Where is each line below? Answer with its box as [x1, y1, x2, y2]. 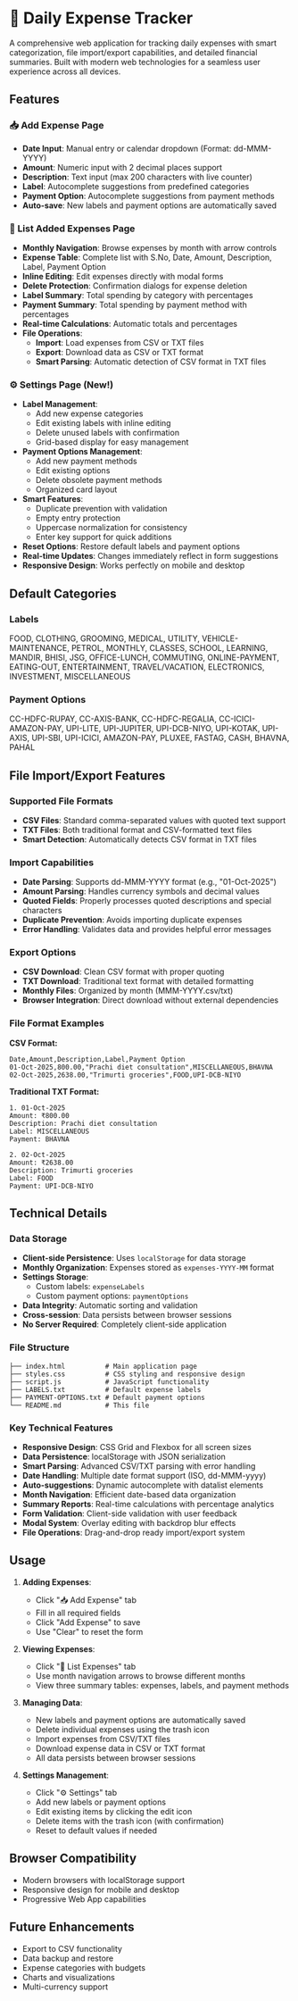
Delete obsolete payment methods [35, 475, 162, 486]
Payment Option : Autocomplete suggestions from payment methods [21, 190, 275, 201]
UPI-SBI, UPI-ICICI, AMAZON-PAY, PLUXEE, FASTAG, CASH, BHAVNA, [30, 732, 290, 744]
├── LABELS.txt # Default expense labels [9, 1385, 202, 1394]
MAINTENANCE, [9, 642, 70, 653]
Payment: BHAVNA [9, 1134, 70, 1144]
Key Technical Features [9, 1422, 113, 1434]
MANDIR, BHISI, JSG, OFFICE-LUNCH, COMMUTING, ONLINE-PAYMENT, [9, 652, 279, 663]
